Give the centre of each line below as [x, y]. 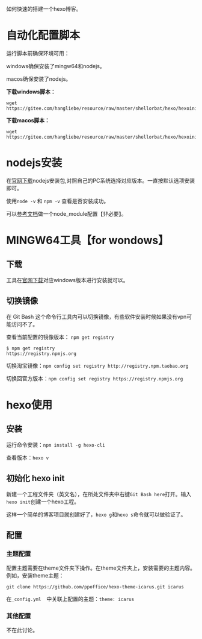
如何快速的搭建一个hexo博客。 [44, 9]
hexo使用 [29, 405]
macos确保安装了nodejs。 [39, 79]
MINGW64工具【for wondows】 [88, 241]
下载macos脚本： [28, 120]
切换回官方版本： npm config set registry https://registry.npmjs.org [95, 378]
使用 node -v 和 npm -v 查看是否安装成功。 [58, 201]
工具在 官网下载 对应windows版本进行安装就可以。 [67, 280]
